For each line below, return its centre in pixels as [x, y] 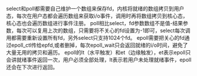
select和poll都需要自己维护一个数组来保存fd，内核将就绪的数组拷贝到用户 [95, 8]
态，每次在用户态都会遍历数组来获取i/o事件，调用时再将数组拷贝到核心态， [97, 16]
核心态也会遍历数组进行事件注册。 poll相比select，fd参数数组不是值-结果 [95, 23]
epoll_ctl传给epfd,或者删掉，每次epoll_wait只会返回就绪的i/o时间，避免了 [99, 45]
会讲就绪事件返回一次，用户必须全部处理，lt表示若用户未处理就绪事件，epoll [99, 60]
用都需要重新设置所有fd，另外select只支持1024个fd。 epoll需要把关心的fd [95, 38]
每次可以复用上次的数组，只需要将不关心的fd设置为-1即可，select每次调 [103, 30]
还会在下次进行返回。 [32, 67]
